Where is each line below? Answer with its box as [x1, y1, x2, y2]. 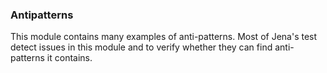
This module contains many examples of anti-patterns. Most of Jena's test [10, 31, 318, 43]
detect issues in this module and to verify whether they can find [10, 41, 273, 53]
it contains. [46, 52, 93, 64]
